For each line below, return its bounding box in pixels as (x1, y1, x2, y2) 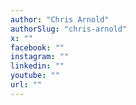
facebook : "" (10, 42, 65, 53)
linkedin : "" (10, 61, 65, 71)
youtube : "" (10, 71, 60, 81)
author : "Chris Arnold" (10, 14, 110, 25)
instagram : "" (10, 52, 70, 62)
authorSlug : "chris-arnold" (10, 24, 128, 34)
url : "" (10, 80, 43, 90)
